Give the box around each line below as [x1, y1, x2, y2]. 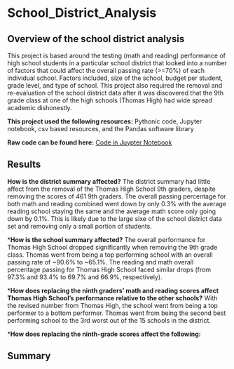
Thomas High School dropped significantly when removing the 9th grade [7, 243, 218, 251]
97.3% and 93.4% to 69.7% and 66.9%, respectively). [7, 272, 163, 281]
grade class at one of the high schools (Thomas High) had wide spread [7, 96, 212, 105]
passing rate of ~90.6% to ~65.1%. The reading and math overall [7, 257, 194, 266]
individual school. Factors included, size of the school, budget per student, [7, 74, 223, 82]
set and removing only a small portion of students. [7, 222, 152, 230]
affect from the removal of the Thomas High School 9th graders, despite [7, 184, 216, 193]
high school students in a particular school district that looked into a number [7, 59, 227, 67]
